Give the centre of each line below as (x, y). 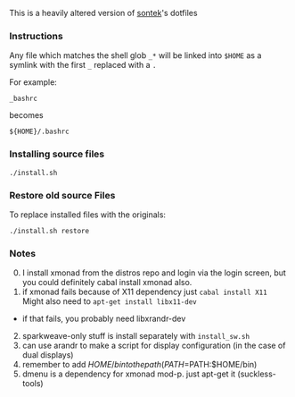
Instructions (37, 36)
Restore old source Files (62, 195)
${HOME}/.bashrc (39, 132)
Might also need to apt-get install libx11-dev (110, 301)
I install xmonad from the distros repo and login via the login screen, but (154, 273)
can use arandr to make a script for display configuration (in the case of (154, 346)
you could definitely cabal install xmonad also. (107, 283)
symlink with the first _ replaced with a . (83, 65)
